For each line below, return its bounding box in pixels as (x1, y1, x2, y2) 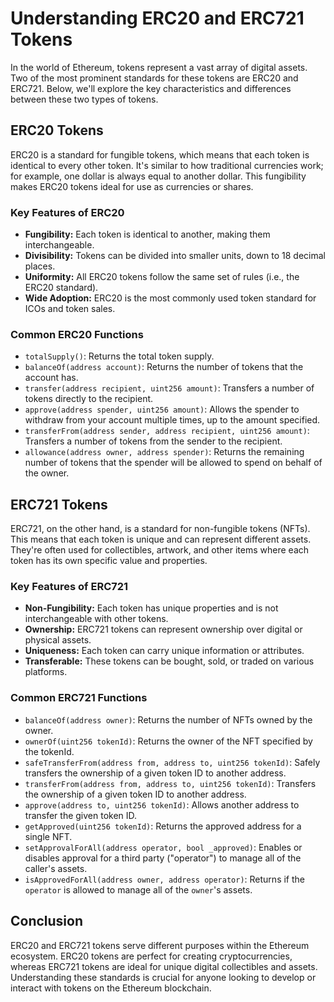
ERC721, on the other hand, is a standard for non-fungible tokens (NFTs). (10, 523, 311, 535)
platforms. (24, 666, 68, 678)
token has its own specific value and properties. (10, 555, 208, 567)
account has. (24, 372, 79, 384)
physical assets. (24, 634, 92, 646)
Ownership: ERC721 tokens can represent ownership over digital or (24, 623, 303, 636)
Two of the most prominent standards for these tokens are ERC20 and (10, 72, 299, 84)
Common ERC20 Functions (10, 327, 144, 341)
